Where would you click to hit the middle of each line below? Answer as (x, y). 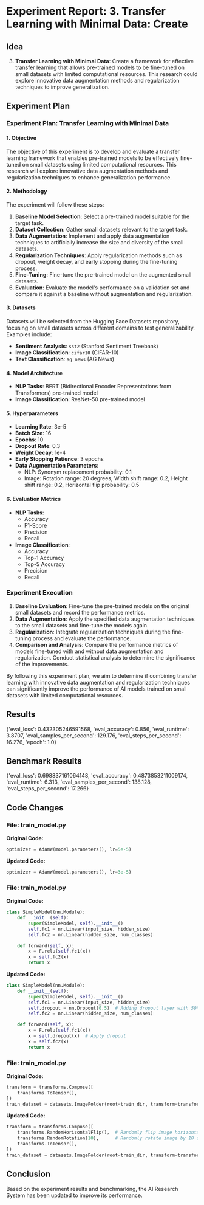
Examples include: (29, 334)
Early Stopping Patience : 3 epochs (59, 459)
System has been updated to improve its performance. (74, 1195)
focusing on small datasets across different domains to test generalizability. (101, 328)
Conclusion (29, 1174)
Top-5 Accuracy (44, 564)
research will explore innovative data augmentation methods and (87, 171)
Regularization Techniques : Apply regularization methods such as (98, 255)
